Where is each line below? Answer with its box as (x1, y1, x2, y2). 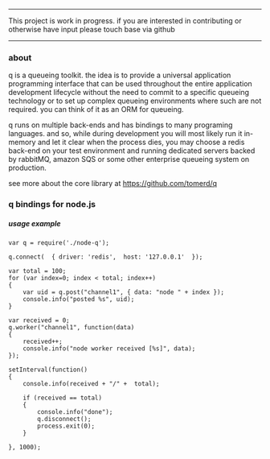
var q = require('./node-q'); (8, 239, 110, 247)
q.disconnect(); (37, 416, 92, 424)
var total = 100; (8, 267, 67, 275)
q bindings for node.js (8, 199, 96, 210)
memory (8, 138, 36, 147)
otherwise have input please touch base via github (8, 25, 175, 34)
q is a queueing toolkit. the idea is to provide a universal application (8, 70, 231, 81)
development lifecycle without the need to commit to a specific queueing (8, 88, 250, 97)
